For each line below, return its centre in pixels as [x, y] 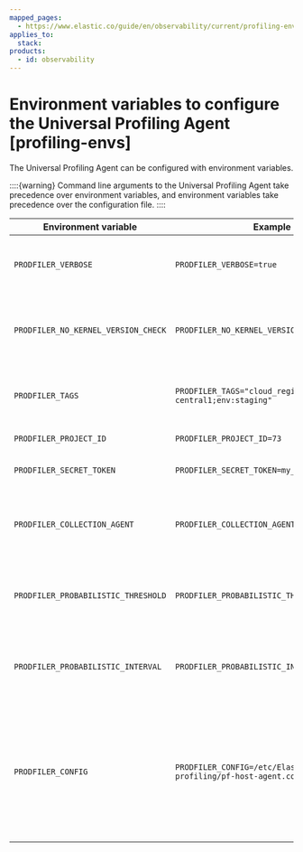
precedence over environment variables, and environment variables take [144, 194]
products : [28, 51]
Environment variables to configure [144, 104]
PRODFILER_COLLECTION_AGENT [74, 524]
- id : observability [56, 60]
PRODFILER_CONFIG [51, 772]
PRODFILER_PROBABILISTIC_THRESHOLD [90, 595]
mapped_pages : [36, 18]
